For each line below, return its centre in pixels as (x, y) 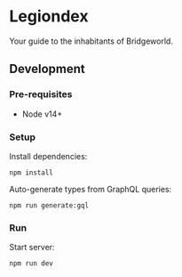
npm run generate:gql (49, 205)
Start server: (32, 248)
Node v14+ (42, 114)
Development (47, 69)
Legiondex (49, 16)
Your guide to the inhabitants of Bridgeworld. (91, 41)
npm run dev (31, 264)
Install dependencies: (48, 156)
